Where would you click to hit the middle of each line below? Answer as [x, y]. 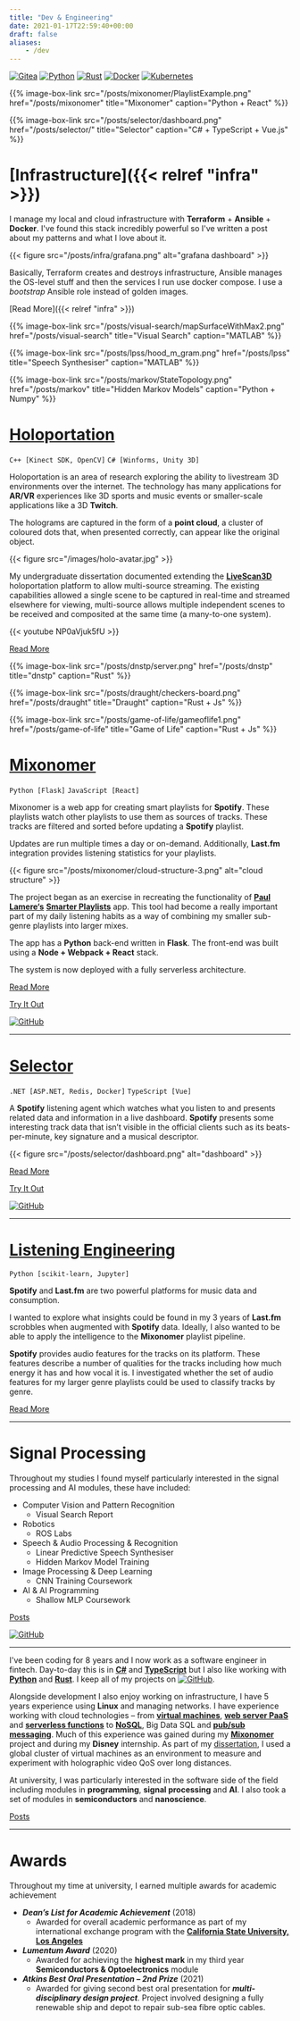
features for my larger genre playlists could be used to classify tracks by [142, 1382]
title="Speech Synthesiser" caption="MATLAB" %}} [104, 363]
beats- [279, 1127]
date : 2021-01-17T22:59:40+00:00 [71, 26]
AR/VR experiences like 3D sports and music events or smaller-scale [136, 496]
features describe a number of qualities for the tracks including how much [146, 1363]
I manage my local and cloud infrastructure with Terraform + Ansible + [140, 219]
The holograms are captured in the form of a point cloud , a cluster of [136, 522]
